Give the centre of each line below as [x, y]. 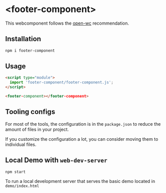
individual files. [21, 144]
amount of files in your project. [37, 129]
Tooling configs [30, 112]
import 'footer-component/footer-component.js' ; [62, 82]
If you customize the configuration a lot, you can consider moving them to [82, 139]
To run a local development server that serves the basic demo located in [80, 181]
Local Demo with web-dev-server [56, 160]
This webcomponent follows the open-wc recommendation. [67, 23]
